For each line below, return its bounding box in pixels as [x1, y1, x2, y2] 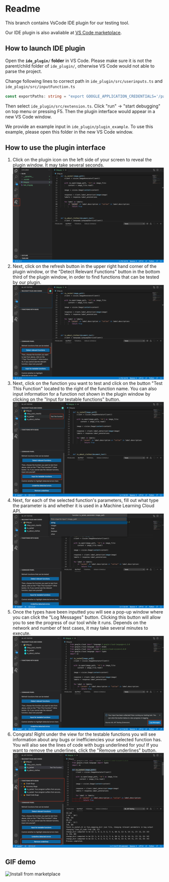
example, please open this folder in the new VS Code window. [5, 129, 134, 135]
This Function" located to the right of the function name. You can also [12, 385, 157, 392]
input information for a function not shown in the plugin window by [12, 391, 151, 397]
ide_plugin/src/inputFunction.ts [5, 84, 75, 89]
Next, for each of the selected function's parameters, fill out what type [12, 497, 159, 503]
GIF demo [5, 857, 36, 866]
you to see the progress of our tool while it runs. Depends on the [12, 619, 147, 626]
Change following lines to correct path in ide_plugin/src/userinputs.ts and [5, 78, 163, 84]
